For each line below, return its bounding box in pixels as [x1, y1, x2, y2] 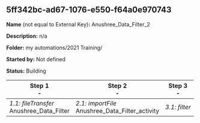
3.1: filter [165, 103, 191, 111]
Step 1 [29, 81, 49, 89]
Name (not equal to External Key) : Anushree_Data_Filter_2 [6, 20, 150, 28]
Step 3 [168, 81, 188, 89]
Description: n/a [6, 32, 47, 40]
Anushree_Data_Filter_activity [75, 106, 160, 115]
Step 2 [108, 81, 127, 89]
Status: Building [6, 67, 46, 74]
